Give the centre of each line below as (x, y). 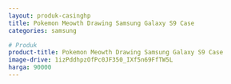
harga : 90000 (30, 68)
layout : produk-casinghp (50, 16)
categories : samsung (43, 30)
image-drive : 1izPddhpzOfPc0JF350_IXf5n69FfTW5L (91, 60)
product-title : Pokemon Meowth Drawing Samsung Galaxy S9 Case (116, 53)
